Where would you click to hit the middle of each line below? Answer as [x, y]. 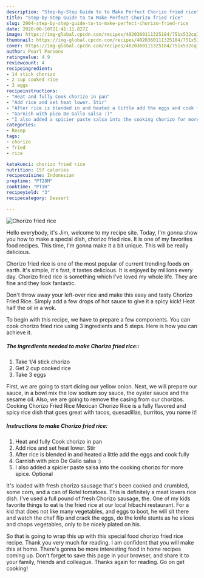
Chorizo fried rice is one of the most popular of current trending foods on [98, 263]
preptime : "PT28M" [29, 181]
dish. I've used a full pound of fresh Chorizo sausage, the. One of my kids [98, 498]
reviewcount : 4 [25, 63]
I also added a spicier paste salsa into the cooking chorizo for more [99, 467]
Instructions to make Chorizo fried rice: [57, 426]
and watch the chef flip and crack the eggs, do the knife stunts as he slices [100, 518]
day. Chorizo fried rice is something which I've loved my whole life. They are [102, 277]
